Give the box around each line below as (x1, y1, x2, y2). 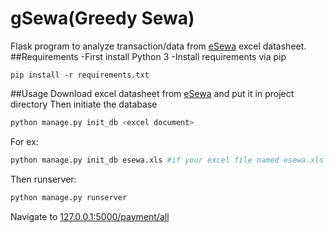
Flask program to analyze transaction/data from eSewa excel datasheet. (10, 40, 307, 52)
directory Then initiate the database (10, 98, 158, 110)
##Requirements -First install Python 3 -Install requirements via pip (10, 50, 287, 62)
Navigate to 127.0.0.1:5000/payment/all (10, 210, 170, 222)
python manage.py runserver (10, 192, 128, 202)
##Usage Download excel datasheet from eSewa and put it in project (10, 87, 295, 99)
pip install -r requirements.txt (10, 70, 150, 80)
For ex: (10, 135, 39, 147)
